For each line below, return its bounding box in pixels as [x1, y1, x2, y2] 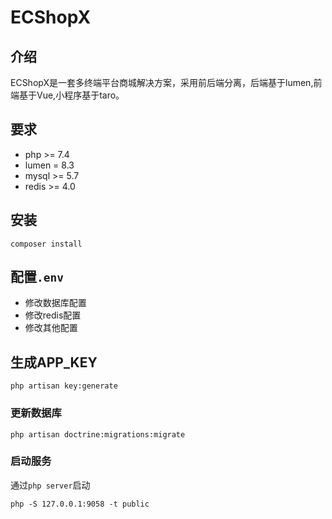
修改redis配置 [24, 309, 82, 321]
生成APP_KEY [10, 354, 98, 371]
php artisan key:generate [10, 381, 118, 391]
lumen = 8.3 [24, 159, 75, 171]
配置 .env [10, 269, 64, 286]
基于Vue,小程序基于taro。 [18, 89, 125, 101]
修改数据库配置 [24, 297, 87, 309]
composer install [10, 239, 83, 249]
